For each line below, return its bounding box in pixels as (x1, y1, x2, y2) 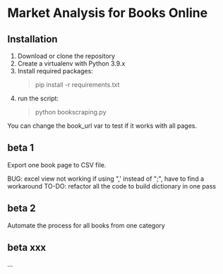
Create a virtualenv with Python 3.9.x (17, 59, 126, 68)
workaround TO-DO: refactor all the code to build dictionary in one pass (7, 181, 217, 190)
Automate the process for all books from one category (7, 221, 166, 230)
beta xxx (7, 242, 47, 254)
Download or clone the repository (17, 52, 115, 60)
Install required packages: (17, 67, 93, 75)
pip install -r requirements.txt (35, 81, 120, 89)
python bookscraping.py (35, 108, 107, 116)
